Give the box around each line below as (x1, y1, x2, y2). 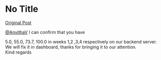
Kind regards (5, 49, 32, 55)
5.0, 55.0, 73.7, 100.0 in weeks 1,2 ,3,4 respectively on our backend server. (5, 38, 158, 45)
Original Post (5, 20, 32, 26)
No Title (5, 3, 39, 15)
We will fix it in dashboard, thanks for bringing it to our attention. (5, 44, 137, 50)
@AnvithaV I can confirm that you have (5, 29, 85, 35)
